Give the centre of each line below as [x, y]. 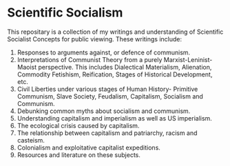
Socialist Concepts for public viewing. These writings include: [95, 39]
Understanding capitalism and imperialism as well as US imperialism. [114, 118]
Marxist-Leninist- [188, 59]
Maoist [27, 67]
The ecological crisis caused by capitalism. [78, 125]
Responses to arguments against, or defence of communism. [104, 52]
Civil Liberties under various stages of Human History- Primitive [107, 89]
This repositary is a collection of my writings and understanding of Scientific [115, 32]
